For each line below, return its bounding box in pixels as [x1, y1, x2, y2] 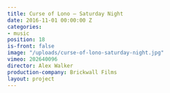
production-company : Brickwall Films [7, 69, 118, 76]
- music [7, 29, 30, 37]
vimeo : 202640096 [7, 56, 58, 63]
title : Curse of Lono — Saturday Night [7, 10, 124, 17]
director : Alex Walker [7, 62, 73, 69]
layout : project [7, 75, 55, 83]
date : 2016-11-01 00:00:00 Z [7, 17, 92, 24]
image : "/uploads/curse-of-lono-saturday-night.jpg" [7, 50, 164, 57]
